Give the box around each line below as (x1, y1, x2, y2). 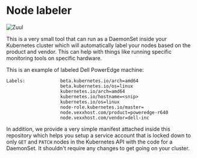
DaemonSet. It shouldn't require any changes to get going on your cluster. (6, 144, 190, 151)
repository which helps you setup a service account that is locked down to (6, 131, 191, 139)
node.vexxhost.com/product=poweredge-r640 (60, 109, 169, 115)
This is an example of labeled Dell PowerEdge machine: (6, 66, 144, 73)
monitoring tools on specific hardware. (6, 54, 102, 62)
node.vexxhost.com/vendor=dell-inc (60, 115, 149, 121)
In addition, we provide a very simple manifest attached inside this (6, 125, 170, 133)
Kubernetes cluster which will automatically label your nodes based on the (6, 42, 191, 49)
